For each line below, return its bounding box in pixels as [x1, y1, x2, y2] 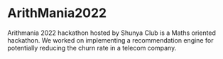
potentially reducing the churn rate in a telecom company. [7, 43, 177, 52]
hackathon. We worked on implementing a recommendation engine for [7, 36, 214, 44]
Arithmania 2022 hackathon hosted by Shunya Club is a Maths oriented [7, 28, 217, 37]
